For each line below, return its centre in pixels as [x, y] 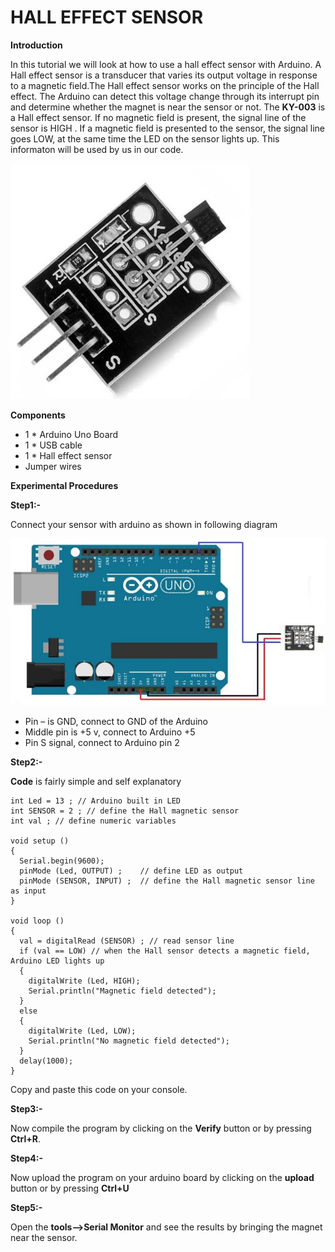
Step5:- [26, 1208]
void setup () [40, 841]
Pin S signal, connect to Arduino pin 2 [102, 743]
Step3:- [26, 1109]
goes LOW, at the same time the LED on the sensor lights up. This [145, 138]
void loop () [37, 921]
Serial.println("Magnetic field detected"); [122, 991]
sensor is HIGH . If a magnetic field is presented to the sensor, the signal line [167, 128]
